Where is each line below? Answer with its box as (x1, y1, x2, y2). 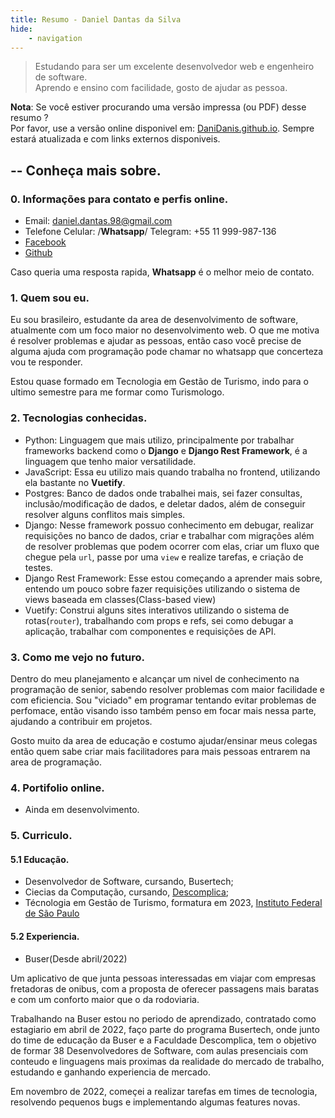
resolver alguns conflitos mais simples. (24, 508, 186, 520)
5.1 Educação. (10, 853, 70, 865)
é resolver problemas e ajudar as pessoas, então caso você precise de (10, 335, 302, 347)
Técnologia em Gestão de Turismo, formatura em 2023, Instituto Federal (24, 897, 323, 909)
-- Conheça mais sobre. (10, 162, 162, 179)
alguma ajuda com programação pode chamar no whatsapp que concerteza (10, 346, 324, 358)
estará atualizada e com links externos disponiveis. (10, 133, 221, 145)
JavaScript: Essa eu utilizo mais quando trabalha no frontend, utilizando (24, 466, 321, 478)
